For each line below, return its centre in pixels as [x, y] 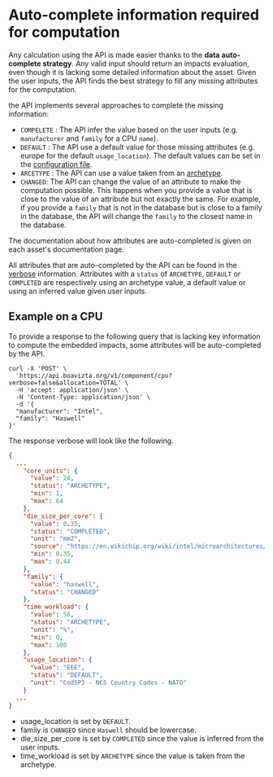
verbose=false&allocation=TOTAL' [65, 383]
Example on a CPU [56, 316]
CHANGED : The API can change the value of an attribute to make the [130, 182]
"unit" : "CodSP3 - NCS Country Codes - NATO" [108, 683]
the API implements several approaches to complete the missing [116, 105]
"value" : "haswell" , [65, 584]
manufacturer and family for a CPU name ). [89, 138]
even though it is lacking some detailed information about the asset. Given [132, 72]
